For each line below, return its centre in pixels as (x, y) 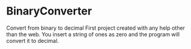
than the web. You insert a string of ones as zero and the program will (93, 34)
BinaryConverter (49, 11)
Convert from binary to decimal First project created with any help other (96, 28)
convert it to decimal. (33, 41)
